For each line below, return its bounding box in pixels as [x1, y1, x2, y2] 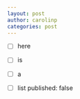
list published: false [17, 84, 73, 92]
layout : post [7, 10, 45, 17]
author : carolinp [7, 17, 58, 24]
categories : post [7, 23, 58, 30]
